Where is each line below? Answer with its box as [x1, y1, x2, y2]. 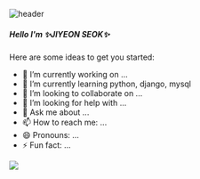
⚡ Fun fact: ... [21, 139, 71, 151]
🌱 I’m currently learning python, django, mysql [21, 78, 192, 89]
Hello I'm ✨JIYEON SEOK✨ [9, 28, 110, 39]
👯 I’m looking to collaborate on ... [21, 87, 143, 98]
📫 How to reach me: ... [21, 117, 108, 127]
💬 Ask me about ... [21, 107, 90, 118]
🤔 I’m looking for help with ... [21, 97, 127, 108]
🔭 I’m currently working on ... [21, 69, 128, 79]
